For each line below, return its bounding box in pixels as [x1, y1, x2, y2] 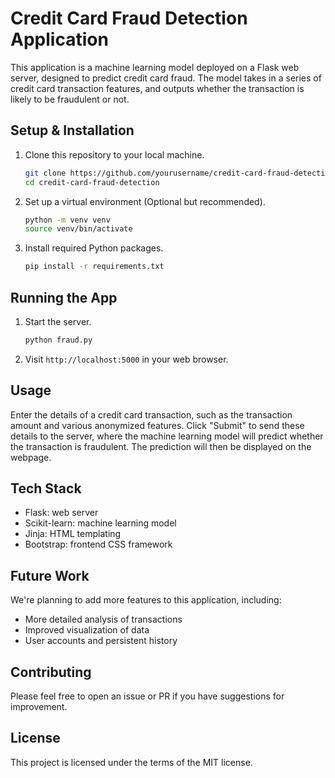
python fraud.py [24, 335, 93, 345]
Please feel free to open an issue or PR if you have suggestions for [10, 690, 285, 702]
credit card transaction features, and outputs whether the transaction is [10, 82, 305, 94]
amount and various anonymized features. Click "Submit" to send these [10, 419, 305, 431]
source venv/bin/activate [24, 224, 133, 234]
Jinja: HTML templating [24, 528, 122, 540]
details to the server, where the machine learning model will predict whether [10, 430, 324, 442]
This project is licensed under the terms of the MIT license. [10, 756, 253, 768]
